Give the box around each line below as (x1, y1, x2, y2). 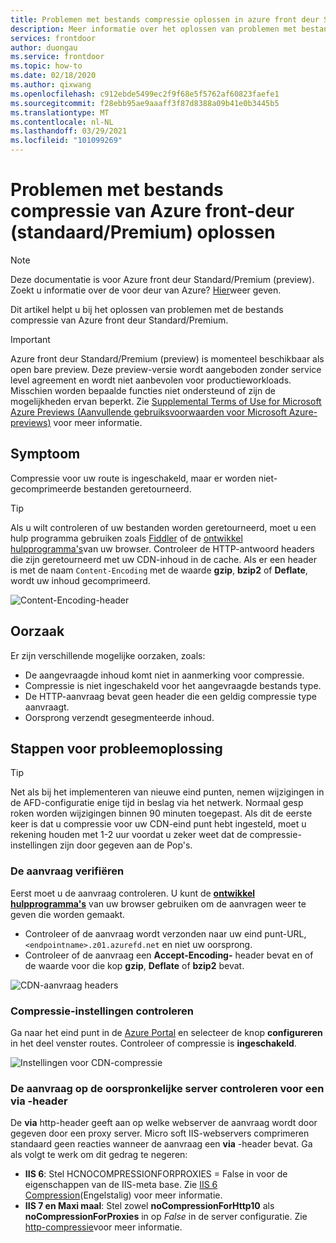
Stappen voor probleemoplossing (10, 740, 223, 757)
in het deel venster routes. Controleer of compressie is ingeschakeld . (10, 1037, 297, 1049)
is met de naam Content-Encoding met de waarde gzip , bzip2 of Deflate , (10, 564, 308, 576)
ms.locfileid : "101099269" (10, 136, 123, 146)
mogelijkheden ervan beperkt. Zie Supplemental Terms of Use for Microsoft (10, 395, 322, 407)
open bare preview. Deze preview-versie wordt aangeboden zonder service (10, 363, 322, 375)
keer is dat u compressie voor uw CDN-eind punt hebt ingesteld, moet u (10, 818, 307, 830)
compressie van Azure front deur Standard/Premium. (10, 314, 229, 326)
